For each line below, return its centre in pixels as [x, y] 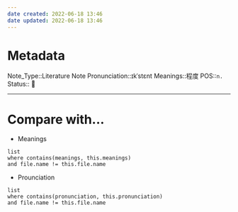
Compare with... [56, 119]
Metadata [36, 56]
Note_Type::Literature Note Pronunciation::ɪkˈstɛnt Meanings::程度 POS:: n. [115, 76]
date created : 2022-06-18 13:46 [55, 14]
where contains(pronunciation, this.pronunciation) [85, 197]
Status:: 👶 [21, 84]
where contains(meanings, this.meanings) [69, 158]
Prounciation [36, 177]
